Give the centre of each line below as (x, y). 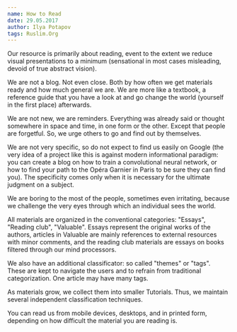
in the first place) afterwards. (50, 105)
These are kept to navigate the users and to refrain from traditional (104, 271)
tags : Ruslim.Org (33, 34)
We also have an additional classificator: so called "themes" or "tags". (109, 263)
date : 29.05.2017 (33, 20)
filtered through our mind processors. (62, 250)
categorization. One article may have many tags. (78, 278)
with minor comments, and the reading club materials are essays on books (116, 242)
